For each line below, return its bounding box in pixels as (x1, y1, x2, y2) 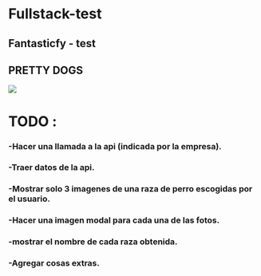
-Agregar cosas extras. (8, 258, 100, 269)
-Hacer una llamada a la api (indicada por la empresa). (8, 140, 222, 152)
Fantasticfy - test (8, 37, 96, 50)
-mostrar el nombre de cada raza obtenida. (8, 236, 178, 247)
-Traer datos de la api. (8, 162, 95, 173)
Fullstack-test (8, 5, 102, 23)
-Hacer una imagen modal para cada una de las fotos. (8, 215, 220, 226)
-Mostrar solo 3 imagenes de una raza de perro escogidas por (8, 183, 253, 195)
